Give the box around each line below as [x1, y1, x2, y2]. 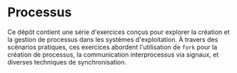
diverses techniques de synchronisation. [7, 57, 127, 66]
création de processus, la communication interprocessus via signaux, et [7, 50, 219, 59]
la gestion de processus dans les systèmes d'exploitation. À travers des [7, 35, 218, 43]
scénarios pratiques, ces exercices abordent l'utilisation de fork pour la [7, 43, 218, 51]
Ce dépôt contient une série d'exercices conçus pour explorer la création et [7, 28, 230, 36]
